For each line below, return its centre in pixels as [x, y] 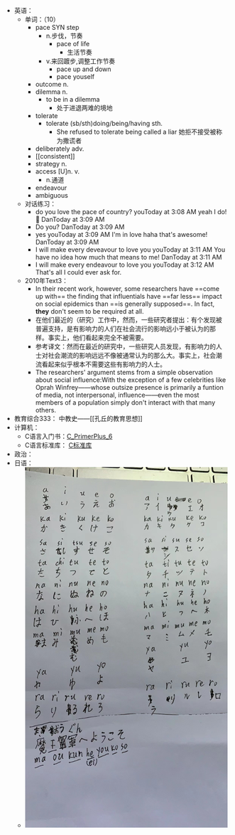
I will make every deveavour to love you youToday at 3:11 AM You [130, 250]
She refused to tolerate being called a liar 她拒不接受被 [136, 132]
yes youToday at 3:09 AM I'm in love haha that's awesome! [121, 234]
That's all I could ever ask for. [78, 272]
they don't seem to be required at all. [89, 311]
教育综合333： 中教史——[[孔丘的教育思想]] [78, 419]
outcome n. [52, 84]
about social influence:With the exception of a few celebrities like [131, 380]
